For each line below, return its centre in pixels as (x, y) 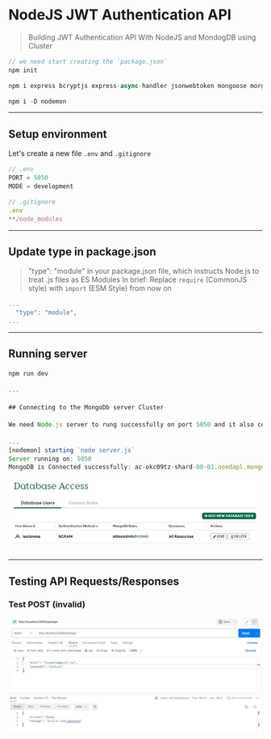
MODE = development (41, 187)
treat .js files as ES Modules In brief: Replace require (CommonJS (138, 279)
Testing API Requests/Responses (94, 581)
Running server (48, 354)
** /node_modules (35, 219)
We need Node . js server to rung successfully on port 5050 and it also (131, 425)
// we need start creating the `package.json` (88, 61)
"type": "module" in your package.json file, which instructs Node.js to (144, 271)
